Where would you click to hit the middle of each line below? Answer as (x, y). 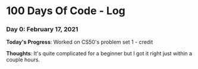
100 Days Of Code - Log (66, 11)
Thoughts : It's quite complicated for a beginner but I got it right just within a (99, 54)
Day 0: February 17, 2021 (42, 29)
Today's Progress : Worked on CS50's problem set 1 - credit (80, 42)
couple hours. (23, 60)
